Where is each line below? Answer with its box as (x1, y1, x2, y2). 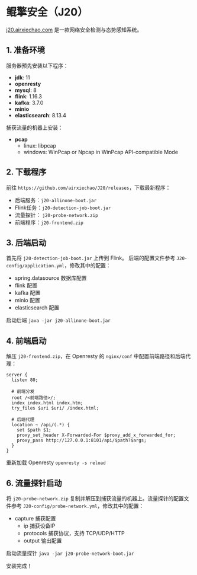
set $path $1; (17, 427, 51, 433)
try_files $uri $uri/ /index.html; (11, 405, 99, 411)
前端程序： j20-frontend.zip (14, 219, 84, 226)
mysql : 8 (14, 87, 37, 94)
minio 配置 (14, 297, 40, 304)
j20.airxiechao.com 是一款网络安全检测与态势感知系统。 (6, 26, 143, 33)
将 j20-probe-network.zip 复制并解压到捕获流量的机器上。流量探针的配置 (6, 495, 185, 501)
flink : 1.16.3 (14, 92, 43, 100)
